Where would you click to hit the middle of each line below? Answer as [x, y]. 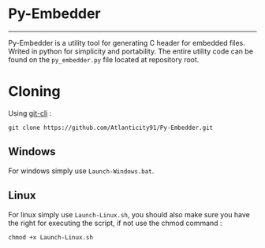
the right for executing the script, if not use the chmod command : [115, 223]
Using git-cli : [30, 113]
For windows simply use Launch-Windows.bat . [81, 171]
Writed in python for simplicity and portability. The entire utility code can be [131, 51]
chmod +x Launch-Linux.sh [50, 237]
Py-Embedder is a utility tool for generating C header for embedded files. [127, 43]
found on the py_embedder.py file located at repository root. [104, 59]
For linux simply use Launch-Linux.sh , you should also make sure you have [129, 214]
